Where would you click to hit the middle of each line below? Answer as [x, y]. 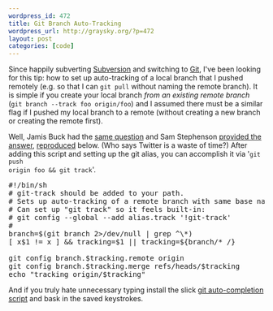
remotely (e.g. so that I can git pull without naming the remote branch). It [133, 87]
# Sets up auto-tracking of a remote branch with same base [131, 201]
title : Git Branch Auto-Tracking [65, 24]
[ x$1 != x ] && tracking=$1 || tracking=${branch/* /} [122, 242]
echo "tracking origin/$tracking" [77, 274]
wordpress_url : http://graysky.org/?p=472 [81, 31]
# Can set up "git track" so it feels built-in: [107, 209]
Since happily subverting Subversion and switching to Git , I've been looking [135, 69]
